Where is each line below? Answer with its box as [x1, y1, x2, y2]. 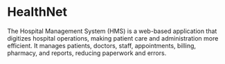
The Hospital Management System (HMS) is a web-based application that [7, 27, 217, 35]
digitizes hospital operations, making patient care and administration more [7, 34, 219, 42]
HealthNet [7, 4, 68, 20]
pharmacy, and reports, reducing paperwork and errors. [7, 49, 167, 57]
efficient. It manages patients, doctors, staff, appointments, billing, [7, 41, 196, 50]
